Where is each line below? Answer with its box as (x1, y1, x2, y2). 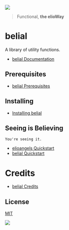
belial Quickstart (12, 150, 45, 156)
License (5, 197, 29, 206)
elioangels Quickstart (12, 146, 55, 151)
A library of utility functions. (5, 47, 60, 52)
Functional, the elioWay (16, 14, 64, 19)
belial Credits (12, 183, 39, 189)
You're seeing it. (5, 137, 42, 142)
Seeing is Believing (5, 124, 64, 132)
